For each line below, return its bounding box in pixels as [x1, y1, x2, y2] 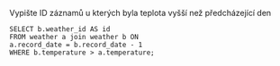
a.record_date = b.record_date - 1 [9, 40, 143, 49]
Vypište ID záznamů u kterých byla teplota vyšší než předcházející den [9, 8, 272, 18]
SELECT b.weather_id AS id [9, 25, 111, 34]
